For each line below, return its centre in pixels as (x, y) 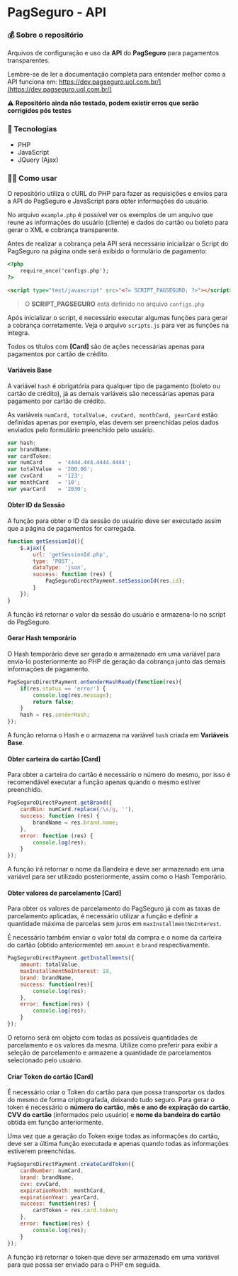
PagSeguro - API (57, 12)
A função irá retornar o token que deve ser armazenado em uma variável (113, 1257)
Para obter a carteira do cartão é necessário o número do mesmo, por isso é (119, 775)
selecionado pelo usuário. (45, 1060)
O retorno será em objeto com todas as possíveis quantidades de (103, 1038)
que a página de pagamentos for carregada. (72, 528)
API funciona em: (33, 82)
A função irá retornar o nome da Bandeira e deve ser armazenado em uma (116, 869)
